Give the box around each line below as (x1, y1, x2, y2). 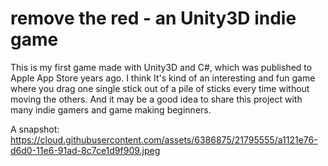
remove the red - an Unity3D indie (10, 7, 297, 30)
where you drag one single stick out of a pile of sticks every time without (10, 82, 310, 94)
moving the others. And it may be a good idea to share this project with (10, 93, 303, 105)
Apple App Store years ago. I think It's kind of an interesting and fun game (10, 72, 316, 84)
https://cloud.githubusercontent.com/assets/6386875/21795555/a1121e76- (10, 133, 318, 146)
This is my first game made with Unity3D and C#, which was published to (10, 61, 313, 73)
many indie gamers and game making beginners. (10, 103, 212, 116)
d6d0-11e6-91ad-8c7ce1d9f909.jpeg (10, 144, 161, 156)
